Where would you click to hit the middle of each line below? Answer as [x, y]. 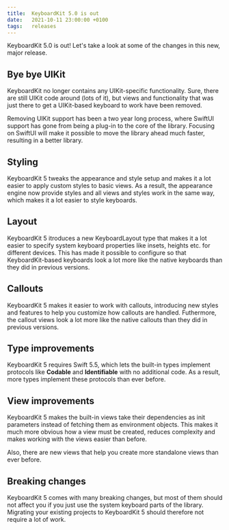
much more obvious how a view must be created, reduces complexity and [111, 432]
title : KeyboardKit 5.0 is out [53, 13]
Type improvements [51, 348]
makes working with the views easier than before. [77, 439]
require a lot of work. [37, 520]
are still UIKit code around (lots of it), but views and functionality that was [110, 98]
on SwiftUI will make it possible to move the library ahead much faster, [106, 133]
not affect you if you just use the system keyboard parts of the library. [105, 505]
